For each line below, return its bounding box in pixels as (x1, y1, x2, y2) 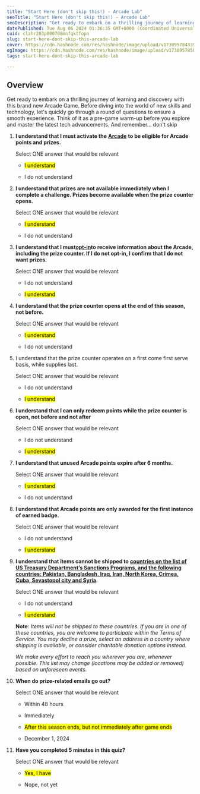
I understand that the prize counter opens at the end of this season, (15, 303, 186, 310)
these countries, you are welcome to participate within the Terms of (15, 629, 182, 637)
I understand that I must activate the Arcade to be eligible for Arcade (15, 133, 189, 140)
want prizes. (15, 256, 47, 263)
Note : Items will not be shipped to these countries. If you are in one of (15, 623, 187, 630)
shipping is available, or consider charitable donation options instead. (15, 642, 187, 649)
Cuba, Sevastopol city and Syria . (15, 577, 99, 584)
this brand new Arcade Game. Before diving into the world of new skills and (7, 102, 192, 109)
